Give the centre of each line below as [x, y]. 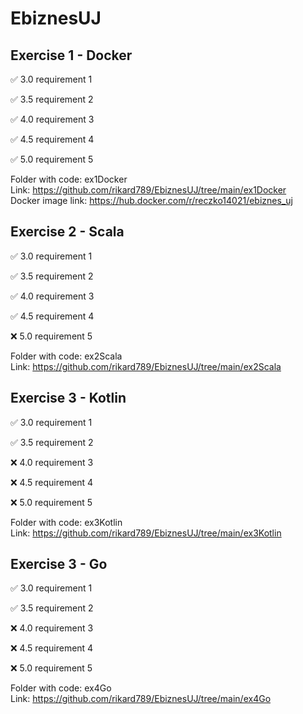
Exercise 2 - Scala [67, 232]
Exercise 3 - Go [59, 564]
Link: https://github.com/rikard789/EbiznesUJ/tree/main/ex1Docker [148, 190]
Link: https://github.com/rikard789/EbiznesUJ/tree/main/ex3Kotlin [146, 533]
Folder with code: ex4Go [61, 688]
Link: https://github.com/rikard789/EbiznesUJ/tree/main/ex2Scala [146, 366]
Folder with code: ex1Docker [69, 179]
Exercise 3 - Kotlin [68, 398]
